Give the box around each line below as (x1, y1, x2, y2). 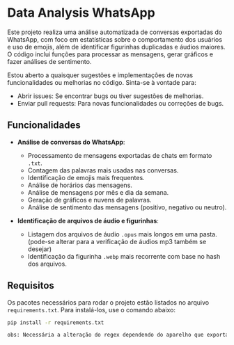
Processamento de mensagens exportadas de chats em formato (27, 151, 212, 159)
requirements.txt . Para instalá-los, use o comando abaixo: (7, 305, 176, 314)
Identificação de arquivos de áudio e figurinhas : (17, 216, 159, 225)
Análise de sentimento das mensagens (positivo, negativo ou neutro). (27, 203, 227, 211)
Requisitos (7, 280, 54, 291)
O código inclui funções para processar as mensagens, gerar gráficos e (7, 50, 214, 58)
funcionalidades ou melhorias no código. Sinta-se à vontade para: (7, 78, 196, 86)
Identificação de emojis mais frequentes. (27, 173, 145, 182)
